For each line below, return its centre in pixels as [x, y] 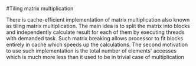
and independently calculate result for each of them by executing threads [95, 32]
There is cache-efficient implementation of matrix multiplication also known [98, 20]
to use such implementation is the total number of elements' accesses [92, 51]
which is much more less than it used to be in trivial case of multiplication [95, 57]
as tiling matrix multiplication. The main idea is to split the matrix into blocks [98, 26]
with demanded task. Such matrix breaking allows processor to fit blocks [95, 38]
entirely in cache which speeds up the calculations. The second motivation [97, 44]
